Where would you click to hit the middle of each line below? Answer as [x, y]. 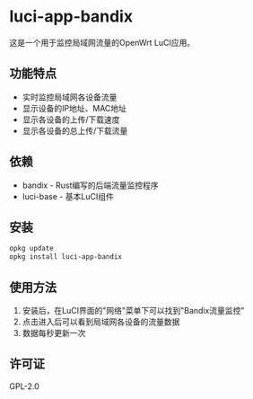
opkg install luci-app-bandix [66, 257]
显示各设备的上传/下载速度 [71, 120]
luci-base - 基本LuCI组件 [68, 196]
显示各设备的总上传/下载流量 [75, 130]
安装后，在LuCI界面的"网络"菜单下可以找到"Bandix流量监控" [133, 310]
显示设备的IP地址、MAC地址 [74, 108]
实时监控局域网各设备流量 [70, 97]
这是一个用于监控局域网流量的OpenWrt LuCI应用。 [102, 42]
